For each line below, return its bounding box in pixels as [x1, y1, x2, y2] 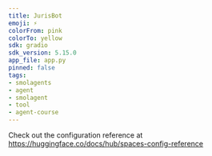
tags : [8, 71, 26, 79]
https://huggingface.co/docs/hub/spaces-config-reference [8, 139, 204, 148]
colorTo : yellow [8, 34, 62, 42]
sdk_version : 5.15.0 [8, 49, 78, 57]
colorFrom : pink [8, 26, 62, 34]
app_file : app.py [8, 57, 66, 65]
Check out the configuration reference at [8, 130, 143, 140]
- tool [8, 101, 30, 109]
